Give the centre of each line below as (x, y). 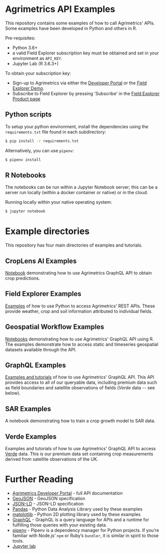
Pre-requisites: (20, 38)
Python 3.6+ (25, 47)
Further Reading (39, 479)
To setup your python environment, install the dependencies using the (77, 126)
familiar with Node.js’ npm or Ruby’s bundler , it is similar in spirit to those (85, 536)
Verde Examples (31, 436)
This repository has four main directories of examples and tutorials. (74, 245)
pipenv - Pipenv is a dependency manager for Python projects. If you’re (85, 530)
